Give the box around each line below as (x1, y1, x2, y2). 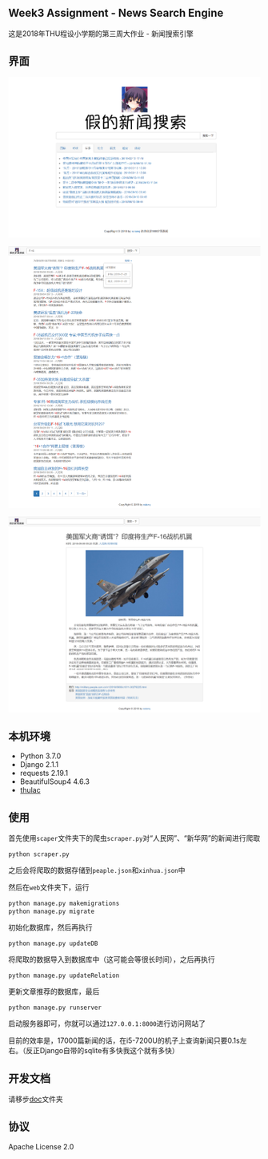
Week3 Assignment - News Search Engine (8, 6, 224, 20)
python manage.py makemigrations (8, 899, 120, 908)
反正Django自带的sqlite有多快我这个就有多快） (25, 1046, 179, 1056)
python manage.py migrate (8, 907, 94, 916)
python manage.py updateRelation (8, 971, 120, 980)
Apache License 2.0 (8, 1141, 74, 1151)
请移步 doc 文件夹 (8, 1094, 63, 1104)
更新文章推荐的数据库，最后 (8, 987, 100, 996)
